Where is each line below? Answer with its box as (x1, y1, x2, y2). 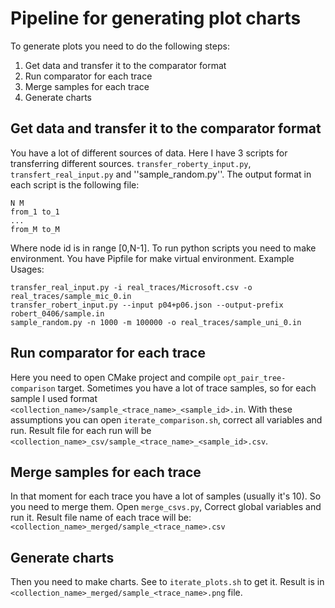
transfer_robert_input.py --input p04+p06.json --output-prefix (10, 300, 284, 310)
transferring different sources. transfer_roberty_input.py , (10, 157, 252, 169)
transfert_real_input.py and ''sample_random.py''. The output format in (10, 168, 312, 180)
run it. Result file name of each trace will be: (10, 512, 192, 524)
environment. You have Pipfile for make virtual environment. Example (10, 252, 295, 264)
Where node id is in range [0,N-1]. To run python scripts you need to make (10, 242, 317, 254)
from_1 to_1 (10, 207, 60, 217)
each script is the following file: (10, 178, 140, 191)
